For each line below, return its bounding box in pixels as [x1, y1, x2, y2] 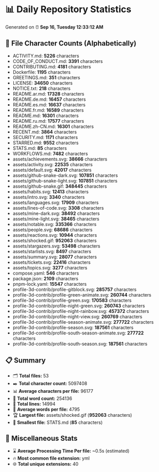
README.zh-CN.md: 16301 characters [12, 123, 94, 129]
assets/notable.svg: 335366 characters [12, 221, 97, 227]
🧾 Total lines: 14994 [12, 400, 56, 407]
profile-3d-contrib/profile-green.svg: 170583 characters [12, 297, 132, 303]
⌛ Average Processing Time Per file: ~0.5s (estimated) [12, 448, 130, 454]
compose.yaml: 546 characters [12, 270, 79, 276]
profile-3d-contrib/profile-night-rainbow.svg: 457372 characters [12, 308, 149, 314]
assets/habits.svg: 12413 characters [12, 188, 89, 194]
